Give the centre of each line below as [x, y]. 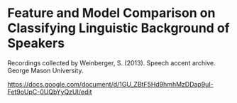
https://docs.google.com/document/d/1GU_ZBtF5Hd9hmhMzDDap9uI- [111, 84]
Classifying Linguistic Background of [118, 28]
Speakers [36, 43]
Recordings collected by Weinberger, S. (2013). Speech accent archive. [111, 63]
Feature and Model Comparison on [111, 13]
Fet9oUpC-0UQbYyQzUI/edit [50, 92]
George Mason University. [45, 70]
